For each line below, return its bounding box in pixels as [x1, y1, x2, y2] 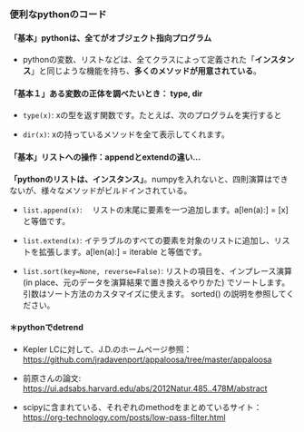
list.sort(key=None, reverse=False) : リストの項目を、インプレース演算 [22, 265, 293, 276]
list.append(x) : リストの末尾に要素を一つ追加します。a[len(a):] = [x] [22, 204, 289, 215]
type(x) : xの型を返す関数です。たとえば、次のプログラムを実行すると [22, 110, 282, 121]
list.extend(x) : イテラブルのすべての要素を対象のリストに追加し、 [22, 234, 275, 246]
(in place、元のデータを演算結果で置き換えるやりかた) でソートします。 [22, 277, 290, 288]
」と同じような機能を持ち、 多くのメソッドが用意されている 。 [30, 65, 261, 76]
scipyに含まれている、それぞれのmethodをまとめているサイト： [22, 401, 262, 412]
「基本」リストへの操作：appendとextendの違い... [9, 152, 201, 162]
